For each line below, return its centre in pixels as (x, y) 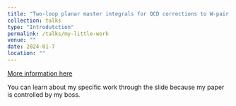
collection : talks (34, 20)
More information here (40, 73)
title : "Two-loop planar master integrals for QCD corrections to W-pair (118, 14)
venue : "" (22, 40)
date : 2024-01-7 (31, 47)
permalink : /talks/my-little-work (58, 34)
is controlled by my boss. (44, 94)
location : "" (26, 54)
